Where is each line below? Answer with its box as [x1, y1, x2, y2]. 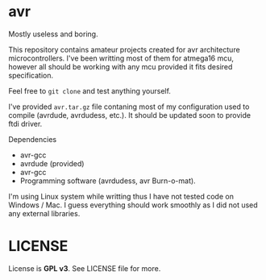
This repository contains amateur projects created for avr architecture [8, 44, 240, 54]
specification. [8, 70, 54, 80]
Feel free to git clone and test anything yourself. [8, 86, 172, 95]
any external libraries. [8, 208, 81, 218]
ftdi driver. [8, 119, 43, 128]
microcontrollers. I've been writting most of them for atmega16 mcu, [8, 53, 235, 63]
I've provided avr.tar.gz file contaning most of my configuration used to [8, 102, 250, 111]
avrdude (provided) [19, 158, 85, 168]
